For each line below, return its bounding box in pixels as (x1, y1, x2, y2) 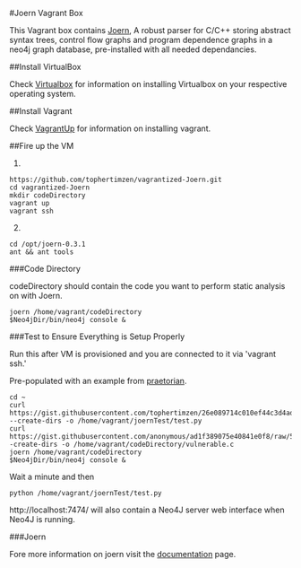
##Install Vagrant (9, 106, 73, 116)
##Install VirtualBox (9, 62, 82, 72)
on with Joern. (9, 291, 63, 301)
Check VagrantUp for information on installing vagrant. (9, 123, 211, 134)
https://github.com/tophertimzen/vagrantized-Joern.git (9, 175, 222, 184)
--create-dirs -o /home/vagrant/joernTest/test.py (9, 416, 202, 425)
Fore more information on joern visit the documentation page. (9, 549, 236, 559)
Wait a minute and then (9, 471, 95, 482)
